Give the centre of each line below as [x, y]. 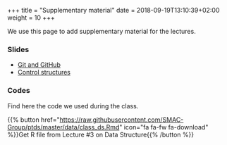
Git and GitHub [39, 65]
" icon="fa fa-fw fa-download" [164, 127]
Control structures [44, 72]
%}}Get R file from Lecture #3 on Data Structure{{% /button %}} [101, 134]
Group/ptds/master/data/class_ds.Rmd [63, 127]
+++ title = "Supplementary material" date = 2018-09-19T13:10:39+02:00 [114, 10]
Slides [18, 49]
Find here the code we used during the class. [73, 106]
